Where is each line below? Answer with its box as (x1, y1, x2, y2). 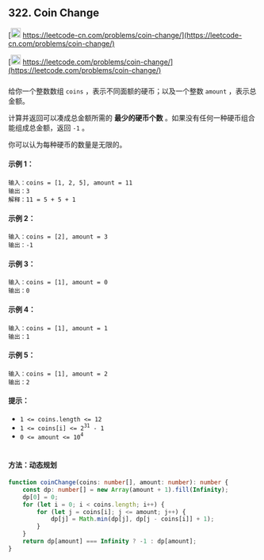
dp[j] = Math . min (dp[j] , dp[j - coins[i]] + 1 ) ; (50, 515, 215, 524)
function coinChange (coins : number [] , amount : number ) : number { (8, 478, 229, 486)
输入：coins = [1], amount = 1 (8, 324, 109, 332)
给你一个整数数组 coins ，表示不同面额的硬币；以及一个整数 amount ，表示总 (8, 86, 257, 96)
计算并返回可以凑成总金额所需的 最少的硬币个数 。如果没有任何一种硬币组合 (8, 112, 255, 122)
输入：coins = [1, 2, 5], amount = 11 (8, 178, 133, 187)
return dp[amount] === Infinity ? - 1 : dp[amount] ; (22, 538, 197, 546)
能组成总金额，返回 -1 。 (8, 123, 90, 132)
